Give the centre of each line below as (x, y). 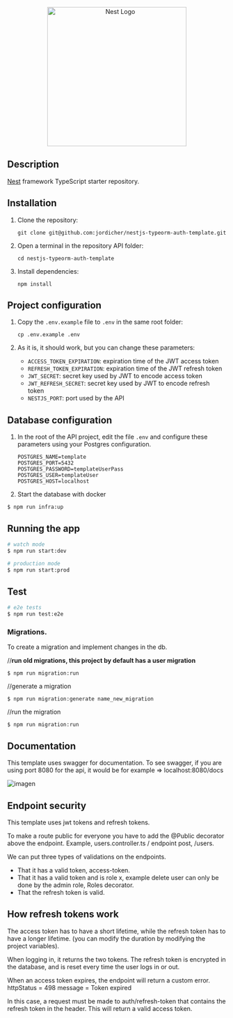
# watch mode (26, 545)
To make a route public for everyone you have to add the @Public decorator (116, 836)
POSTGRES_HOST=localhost (53, 481)
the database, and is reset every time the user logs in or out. (94, 966)
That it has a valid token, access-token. (74, 870)
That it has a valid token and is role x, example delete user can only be (118, 878)
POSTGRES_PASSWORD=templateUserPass (70, 469)
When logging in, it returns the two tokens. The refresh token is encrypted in (116, 959)
